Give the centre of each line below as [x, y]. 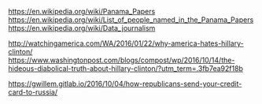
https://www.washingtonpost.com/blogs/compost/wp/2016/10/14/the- [122, 60]
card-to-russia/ [33, 92]
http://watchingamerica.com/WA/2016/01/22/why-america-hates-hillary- [126, 43]
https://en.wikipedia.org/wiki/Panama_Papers [82, 11]
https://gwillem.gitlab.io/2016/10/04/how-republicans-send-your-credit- [125, 84]
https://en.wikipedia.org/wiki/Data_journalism [82, 28]
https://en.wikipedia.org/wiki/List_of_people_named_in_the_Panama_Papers [131, 20]
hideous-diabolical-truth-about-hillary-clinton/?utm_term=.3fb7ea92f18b [126, 69]
